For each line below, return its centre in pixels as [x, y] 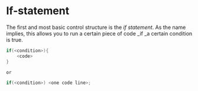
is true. [15, 40]
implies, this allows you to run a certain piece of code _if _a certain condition [99, 33]
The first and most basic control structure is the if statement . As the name [96, 27]
